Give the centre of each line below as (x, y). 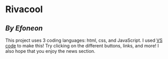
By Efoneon (24, 28)
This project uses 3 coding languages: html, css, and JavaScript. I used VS (84, 40)
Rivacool (24, 9)
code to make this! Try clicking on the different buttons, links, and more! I (82, 46)
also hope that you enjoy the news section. (50, 51)
